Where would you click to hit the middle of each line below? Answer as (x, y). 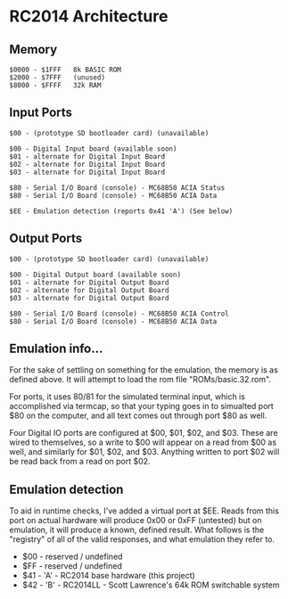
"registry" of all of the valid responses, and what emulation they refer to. (142, 539)
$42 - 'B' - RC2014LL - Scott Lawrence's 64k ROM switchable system (151, 585)
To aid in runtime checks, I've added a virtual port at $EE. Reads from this (144, 511)
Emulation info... (56, 349)
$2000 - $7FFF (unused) (57, 78)
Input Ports (41, 113)
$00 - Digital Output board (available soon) (95, 275)
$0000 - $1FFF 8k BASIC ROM (66, 70)
